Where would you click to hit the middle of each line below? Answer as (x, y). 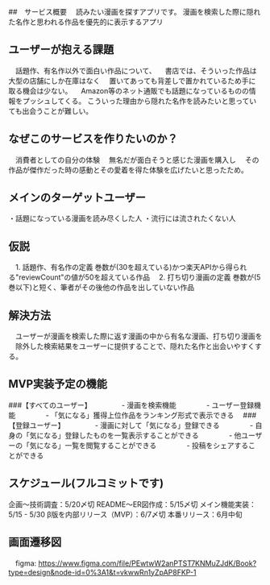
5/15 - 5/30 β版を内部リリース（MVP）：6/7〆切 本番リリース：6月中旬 (125, 514)
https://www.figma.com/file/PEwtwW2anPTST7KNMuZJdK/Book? (147, 563)
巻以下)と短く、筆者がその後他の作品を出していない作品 (102, 288)
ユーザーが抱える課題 (61, 50)
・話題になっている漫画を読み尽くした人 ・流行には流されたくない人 (122, 218)
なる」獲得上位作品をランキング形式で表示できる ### (164, 415)
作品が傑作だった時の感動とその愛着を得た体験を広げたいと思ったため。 (128, 170)
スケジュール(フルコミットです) (86, 483)
